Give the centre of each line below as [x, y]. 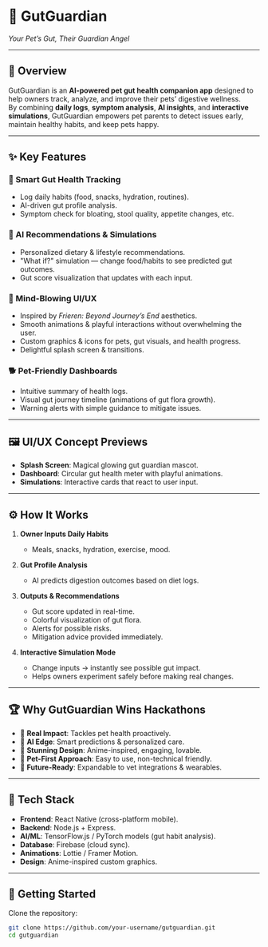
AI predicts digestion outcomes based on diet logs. [115, 580]
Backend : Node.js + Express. [68, 827]
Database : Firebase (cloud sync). [75, 844]
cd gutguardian [33, 935]
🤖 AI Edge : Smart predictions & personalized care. [102, 742]
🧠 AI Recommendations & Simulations [83, 235]
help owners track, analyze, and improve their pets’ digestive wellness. [124, 98]
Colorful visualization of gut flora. [87, 619]
